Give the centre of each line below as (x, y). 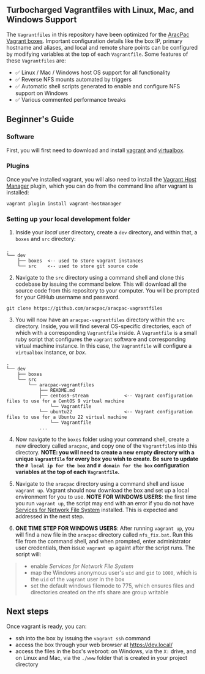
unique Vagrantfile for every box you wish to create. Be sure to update (107, 459)
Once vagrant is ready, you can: (47, 626)
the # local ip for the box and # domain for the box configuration (102, 465)
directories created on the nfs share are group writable (99, 592)
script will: (28, 554)
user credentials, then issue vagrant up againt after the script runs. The (105, 548)
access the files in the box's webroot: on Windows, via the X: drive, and (106, 651)
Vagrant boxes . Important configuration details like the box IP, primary (95, 41)
